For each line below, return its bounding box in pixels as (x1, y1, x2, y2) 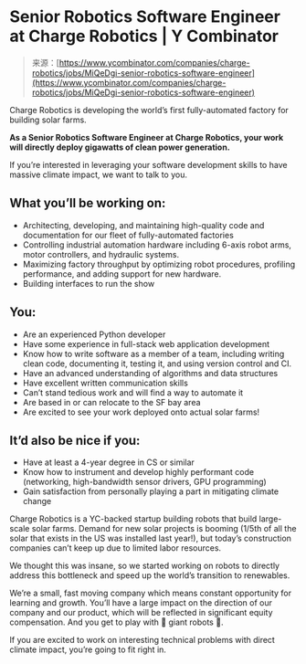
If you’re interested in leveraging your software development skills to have (9, 159, 288, 170)
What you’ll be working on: (9, 195, 166, 211)
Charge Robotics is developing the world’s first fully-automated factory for (9, 104, 290, 115)
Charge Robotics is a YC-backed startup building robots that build (9, 513, 258, 524)
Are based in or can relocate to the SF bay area (22, 396, 201, 407)
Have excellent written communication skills (22, 377, 189, 388)
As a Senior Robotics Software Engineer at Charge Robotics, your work (9, 132, 284, 142)
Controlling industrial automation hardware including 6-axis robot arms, (22, 239, 292, 250)
